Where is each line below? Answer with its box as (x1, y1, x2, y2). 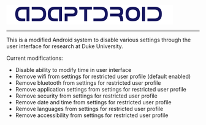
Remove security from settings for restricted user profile (15, 92, 158, 99)
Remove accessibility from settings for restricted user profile (15, 112, 169, 119)
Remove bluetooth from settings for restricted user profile (15, 79, 161, 87)
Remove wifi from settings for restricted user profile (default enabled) (15, 73, 191, 80)
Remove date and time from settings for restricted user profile (15, 99, 172, 105)
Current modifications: (6, 54, 63, 62)
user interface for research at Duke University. (6, 43, 124, 50)
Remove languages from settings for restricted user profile (15, 105, 164, 112)
